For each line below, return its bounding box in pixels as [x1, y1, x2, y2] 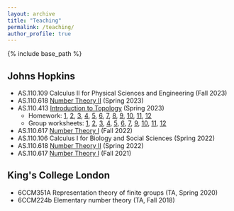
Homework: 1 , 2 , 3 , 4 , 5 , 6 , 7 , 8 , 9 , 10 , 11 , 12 [28, 111, 152, 120]
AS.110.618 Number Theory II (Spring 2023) [17, 96, 144, 105]
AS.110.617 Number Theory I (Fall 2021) [17, 149, 132, 158]
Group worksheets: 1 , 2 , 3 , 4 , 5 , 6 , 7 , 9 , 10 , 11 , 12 [28, 119, 167, 127]
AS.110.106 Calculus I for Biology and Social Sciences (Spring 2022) [17, 134, 215, 142]
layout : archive [7, 10, 55, 18]
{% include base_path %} [7, 50, 82, 58]
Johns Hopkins [7, 70, 76, 82]
